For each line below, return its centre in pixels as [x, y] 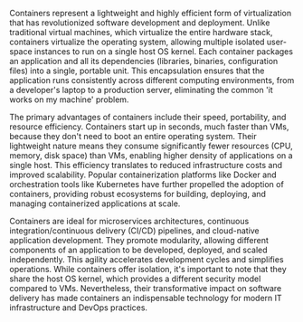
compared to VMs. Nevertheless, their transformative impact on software [146, 288]
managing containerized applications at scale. [95, 204]
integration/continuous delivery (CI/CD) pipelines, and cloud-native [134, 231]
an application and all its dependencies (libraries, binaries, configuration [144, 61]
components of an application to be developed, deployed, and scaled [139, 250]
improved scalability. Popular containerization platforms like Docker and [143, 175]
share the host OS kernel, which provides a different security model [135, 279]
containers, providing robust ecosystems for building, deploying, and [138, 194]
